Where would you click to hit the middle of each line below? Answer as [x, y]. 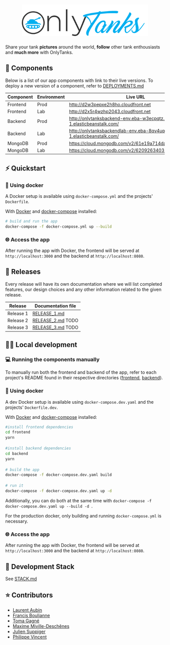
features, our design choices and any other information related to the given [83, 289]
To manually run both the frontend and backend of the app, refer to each [81, 372]
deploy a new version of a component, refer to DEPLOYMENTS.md [75, 85]
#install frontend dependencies [39, 427]
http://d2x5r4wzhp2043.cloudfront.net [110, 111]
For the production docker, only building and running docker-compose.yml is [83, 515]
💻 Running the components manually [52, 359]
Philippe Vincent [30, 637]
